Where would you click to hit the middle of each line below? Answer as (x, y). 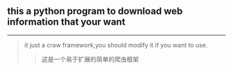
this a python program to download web (95, 11)
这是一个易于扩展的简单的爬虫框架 (90, 59)
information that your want (67, 22)
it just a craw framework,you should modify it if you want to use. (116, 45)
